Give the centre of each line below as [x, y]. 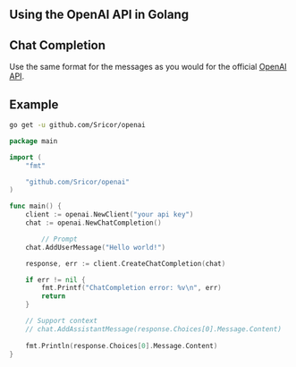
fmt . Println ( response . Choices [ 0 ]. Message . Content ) [122, 346]
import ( [25, 157]
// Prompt [59, 239]
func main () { [36, 206]
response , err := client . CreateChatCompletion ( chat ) [126, 263]
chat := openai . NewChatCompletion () [94, 223]
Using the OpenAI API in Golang [99, 15]
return [54, 296]
